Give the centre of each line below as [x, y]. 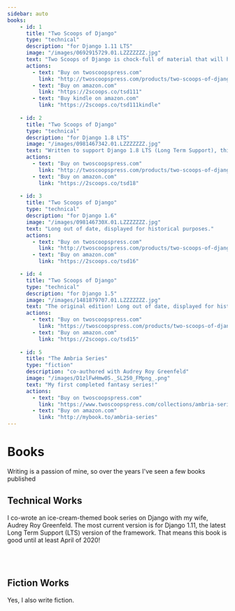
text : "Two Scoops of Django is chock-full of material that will [124, 60]
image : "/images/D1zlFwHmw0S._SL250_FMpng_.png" [98, 378]
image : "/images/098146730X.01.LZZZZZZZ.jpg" [93, 222]
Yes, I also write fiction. [41, 600]
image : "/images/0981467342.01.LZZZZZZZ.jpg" [93, 144]
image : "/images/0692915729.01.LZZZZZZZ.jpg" [93, 53]
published [22, 479]
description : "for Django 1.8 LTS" [78, 137]
